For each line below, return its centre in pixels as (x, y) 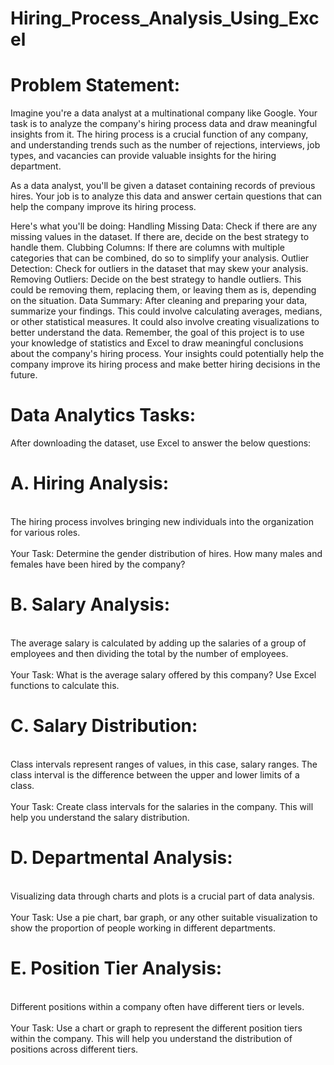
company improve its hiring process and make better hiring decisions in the (165, 364)
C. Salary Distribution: (104, 726)
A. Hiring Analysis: (90, 483)
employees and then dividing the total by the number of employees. (149, 653)
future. (24, 375)
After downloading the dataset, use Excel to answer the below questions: (161, 443)
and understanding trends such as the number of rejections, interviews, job (165, 145)
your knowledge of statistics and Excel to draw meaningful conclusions (157, 343)
